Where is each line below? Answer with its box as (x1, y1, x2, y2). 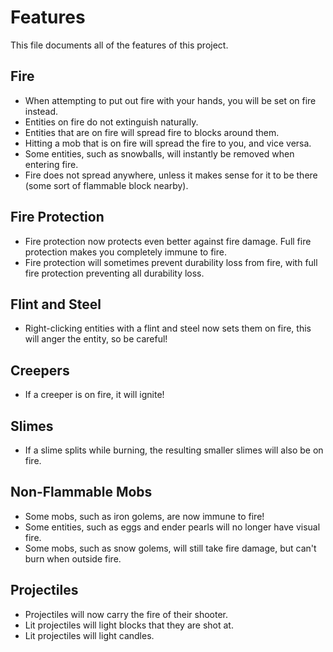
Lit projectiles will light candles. (24, 629, 155, 641)
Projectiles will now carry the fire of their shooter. (24, 608, 229, 620)
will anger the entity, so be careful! (24, 333, 168, 345)
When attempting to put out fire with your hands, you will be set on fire (24, 94, 317, 106)
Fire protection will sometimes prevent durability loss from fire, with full (24, 256, 318, 268)
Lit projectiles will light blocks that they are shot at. (24, 619, 234, 631)
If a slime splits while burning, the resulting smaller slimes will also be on (24, 444, 324, 456)
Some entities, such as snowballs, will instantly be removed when (24, 147, 295, 160)
